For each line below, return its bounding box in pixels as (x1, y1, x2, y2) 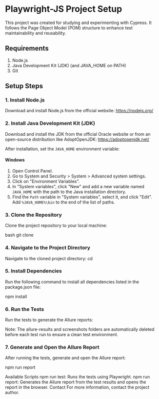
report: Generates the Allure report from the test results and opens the (5, 379, 146, 385)
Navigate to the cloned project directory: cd (5, 255, 93, 261)
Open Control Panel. (12, 168, 53, 174)
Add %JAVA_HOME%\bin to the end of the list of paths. (12, 199, 116, 205)
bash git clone (5, 232, 34, 238)
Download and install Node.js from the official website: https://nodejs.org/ (5, 108, 154, 114)
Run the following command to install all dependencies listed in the (5, 278, 139, 285)
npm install (5, 293, 27, 299)
